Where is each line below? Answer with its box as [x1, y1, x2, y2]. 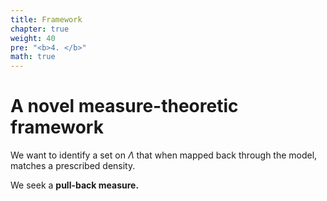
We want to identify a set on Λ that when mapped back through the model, [10, 149, 318, 161]
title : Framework [10, 14, 83, 25]
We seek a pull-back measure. [10, 179, 140, 191]
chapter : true [10, 24, 70, 34]
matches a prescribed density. [10, 160, 136, 172]
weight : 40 [10, 33, 56, 43]
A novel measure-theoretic [10, 95, 239, 118]
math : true [10, 52, 56, 62]
